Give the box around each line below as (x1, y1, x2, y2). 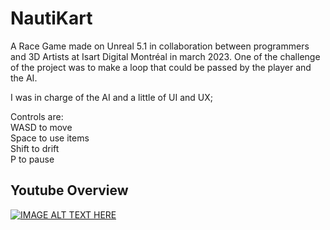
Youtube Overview (10, 182, 129, 199)
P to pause (10, 153, 55, 165)
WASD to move (10, 121, 73, 133)
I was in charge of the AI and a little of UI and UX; (10, 91, 213, 103)
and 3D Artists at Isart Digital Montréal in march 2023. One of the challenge (10, 50, 321, 62)
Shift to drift (10, 142, 60, 154)
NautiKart (10, 7, 93, 30)
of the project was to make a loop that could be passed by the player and (10, 61, 312, 73)
